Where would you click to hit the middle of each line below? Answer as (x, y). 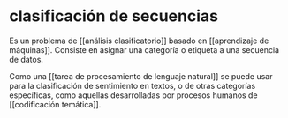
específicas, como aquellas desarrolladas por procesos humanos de (133, 95)
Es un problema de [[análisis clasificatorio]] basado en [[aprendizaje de (139, 41)
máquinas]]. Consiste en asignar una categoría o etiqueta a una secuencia (144, 49)
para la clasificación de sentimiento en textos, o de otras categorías (133, 85)
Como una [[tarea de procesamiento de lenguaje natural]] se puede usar (141, 76)
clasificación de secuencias (114, 16)
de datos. (27, 59)
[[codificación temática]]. (55, 104)
